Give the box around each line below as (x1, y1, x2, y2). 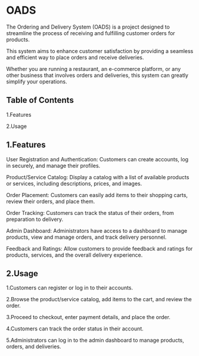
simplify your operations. (6, 78, 67, 85)
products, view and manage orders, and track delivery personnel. (6, 233, 167, 241)
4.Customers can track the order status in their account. (6, 325, 144, 332)
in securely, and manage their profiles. (6, 162, 101, 169)
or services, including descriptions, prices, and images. (6, 180, 142, 187)
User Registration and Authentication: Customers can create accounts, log (6, 155, 189, 163)
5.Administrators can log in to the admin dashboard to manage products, (6, 337, 185, 344)
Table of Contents (6, 95, 74, 105)
